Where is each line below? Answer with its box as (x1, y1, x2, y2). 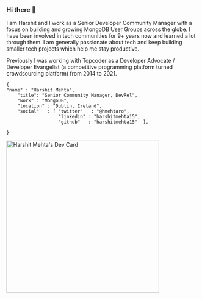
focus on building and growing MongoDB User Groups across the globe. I (6, 26, 191, 33)
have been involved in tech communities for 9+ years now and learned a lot (6, 32, 196, 40)
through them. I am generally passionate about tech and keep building (6, 39, 182, 46)
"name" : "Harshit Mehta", (6, 87, 75, 93)
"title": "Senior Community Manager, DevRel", (17, 93, 138, 99)
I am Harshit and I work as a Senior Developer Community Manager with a (6, 19, 192, 27)
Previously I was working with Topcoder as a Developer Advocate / (6, 57, 175, 65)
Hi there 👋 (6, 5, 37, 14)
